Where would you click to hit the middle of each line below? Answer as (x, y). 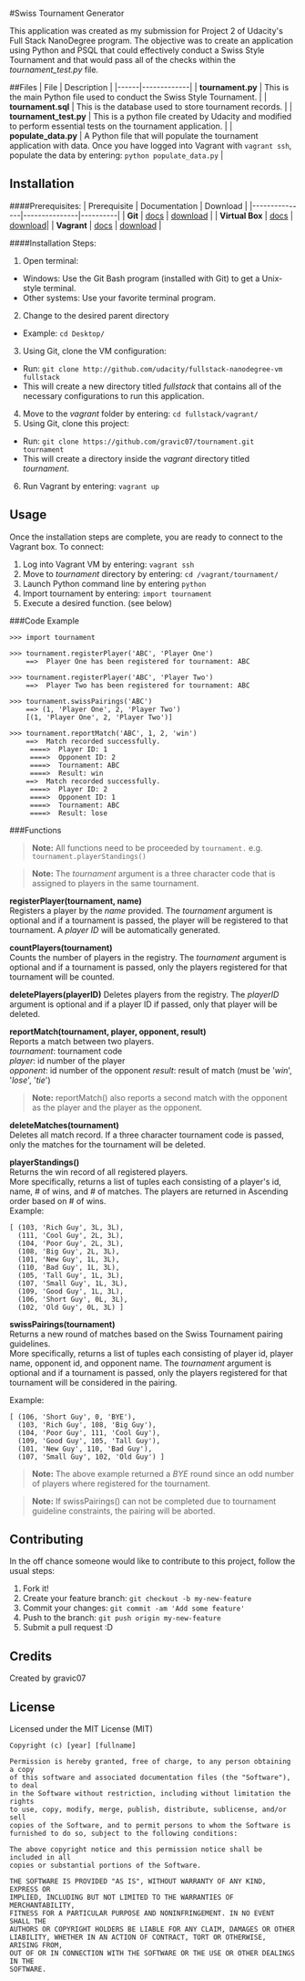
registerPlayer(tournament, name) (76, 901)
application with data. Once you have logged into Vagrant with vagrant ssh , (151, 146)
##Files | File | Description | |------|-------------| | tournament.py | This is (149, 87)
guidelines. (30, 1343)
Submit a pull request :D (68, 1628)
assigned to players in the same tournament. (115, 883)
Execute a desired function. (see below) (97, 603)
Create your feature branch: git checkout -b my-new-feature (137, 1598)
